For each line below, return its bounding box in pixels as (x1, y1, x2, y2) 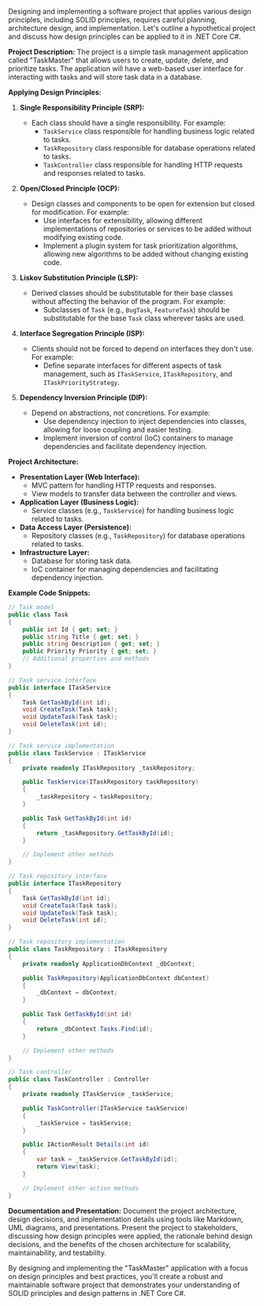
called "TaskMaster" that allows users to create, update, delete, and (8, 55, 229, 65)
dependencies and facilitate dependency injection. (43, 442, 207, 451)
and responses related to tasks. (43, 169, 146, 178)
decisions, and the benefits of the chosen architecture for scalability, (8, 1239, 232, 1249)
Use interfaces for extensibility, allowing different (43, 216, 203, 225)
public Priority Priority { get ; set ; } (22, 647, 157, 656)
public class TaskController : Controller (8, 1076, 150, 1083)
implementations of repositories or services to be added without (43, 224, 252, 234)
